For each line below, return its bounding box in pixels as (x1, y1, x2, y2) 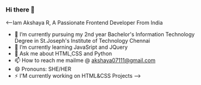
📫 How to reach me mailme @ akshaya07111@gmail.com (14, 57, 156, 64)
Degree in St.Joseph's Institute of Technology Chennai (14, 37, 150, 45)
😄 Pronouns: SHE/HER (14, 66, 72, 73)
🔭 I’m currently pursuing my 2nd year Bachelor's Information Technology (14, 31, 195, 38)
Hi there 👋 (5, 5, 36, 14)
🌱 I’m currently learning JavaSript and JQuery (14, 43, 128, 51)
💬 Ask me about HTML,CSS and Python (14, 50, 113, 57)
